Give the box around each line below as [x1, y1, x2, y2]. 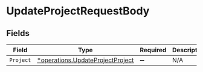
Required [140, 46, 167, 54]
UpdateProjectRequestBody [6, 4, 150, 18]
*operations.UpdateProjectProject [37, 56, 134, 64]
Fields [6, 28, 30, 38]
